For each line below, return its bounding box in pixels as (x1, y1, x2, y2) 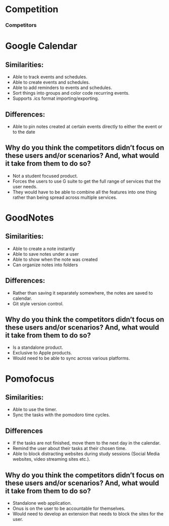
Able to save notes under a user (12, 251, 79, 257)
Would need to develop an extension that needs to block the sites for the (12, 510, 164, 517)
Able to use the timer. (12, 407, 57, 413)
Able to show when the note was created (12, 256, 98, 262)
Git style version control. (12, 300, 64, 307)
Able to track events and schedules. (12, 74, 87, 80)
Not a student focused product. (12, 173, 78, 179)
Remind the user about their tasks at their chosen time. (12, 446, 127, 452)
